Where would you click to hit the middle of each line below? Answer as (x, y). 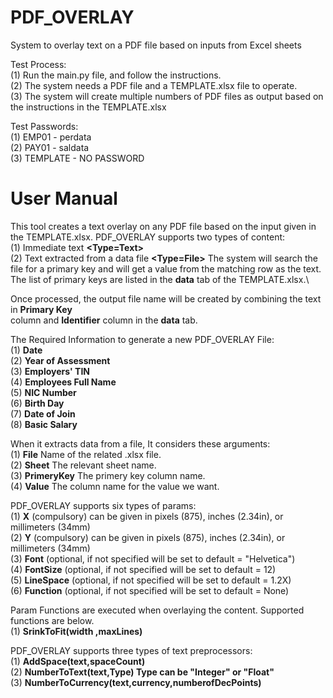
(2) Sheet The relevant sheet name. (83, 465)
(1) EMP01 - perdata (51, 137)
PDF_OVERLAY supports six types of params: (103, 505)
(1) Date (26, 350)
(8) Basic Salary (44, 424)
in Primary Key (41, 309)
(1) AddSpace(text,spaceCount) (78, 661)
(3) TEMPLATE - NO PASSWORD (77, 158)
